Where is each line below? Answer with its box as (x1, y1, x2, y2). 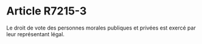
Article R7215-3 (6, 4, 87, 18)
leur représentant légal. (6, 30, 65, 37)
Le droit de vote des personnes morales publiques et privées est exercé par (6, 24, 196, 31)
